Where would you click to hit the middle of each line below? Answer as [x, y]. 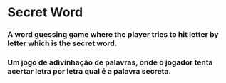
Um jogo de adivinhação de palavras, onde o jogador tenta [110, 62]
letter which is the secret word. [62, 43]
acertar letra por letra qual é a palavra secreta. [89, 72]
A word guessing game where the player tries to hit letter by [113, 35]
